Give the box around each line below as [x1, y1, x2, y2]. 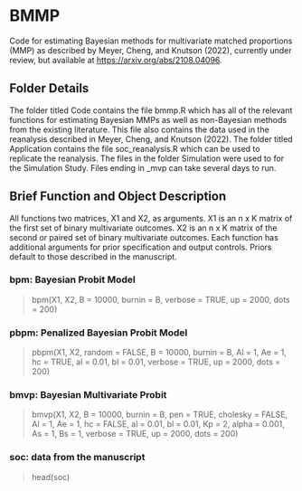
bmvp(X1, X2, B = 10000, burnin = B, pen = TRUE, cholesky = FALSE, [31, 409, 288, 420]
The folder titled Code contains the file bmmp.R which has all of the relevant [9, 105, 293, 116]
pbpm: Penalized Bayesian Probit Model [9, 326, 188, 339]
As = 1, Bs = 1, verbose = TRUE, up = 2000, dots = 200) [31, 429, 239, 439]
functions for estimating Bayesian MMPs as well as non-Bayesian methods [9, 114, 288, 125]
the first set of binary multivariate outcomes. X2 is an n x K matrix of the [9, 222, 278, 233]
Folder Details [9, 80, 90, 96]
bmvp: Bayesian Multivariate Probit [9, 389, 167, 401]
